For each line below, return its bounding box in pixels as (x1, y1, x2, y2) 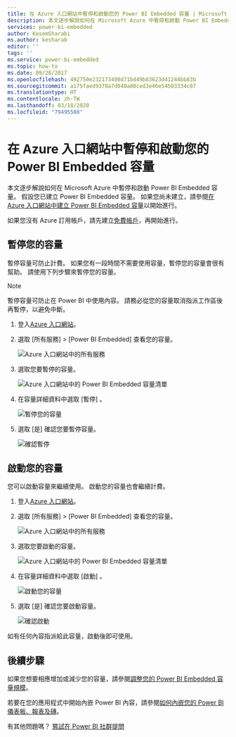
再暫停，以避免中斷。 (7, 304, 69, 314)
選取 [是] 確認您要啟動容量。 (17, 602, 100, 610)
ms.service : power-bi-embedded (7, 56, 99, 63)
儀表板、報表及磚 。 (7, 707, 63, 716)
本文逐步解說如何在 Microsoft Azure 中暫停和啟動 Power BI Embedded (7, 183, 210, 192)
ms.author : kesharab (7, 37, 68, 44)
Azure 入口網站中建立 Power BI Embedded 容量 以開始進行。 (7, 201, 181, 209)
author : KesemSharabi (7, 30, 71, 37)
